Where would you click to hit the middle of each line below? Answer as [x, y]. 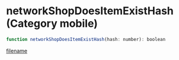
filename [17, 50]
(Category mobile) [52, 23]
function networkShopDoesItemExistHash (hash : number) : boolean [86, 39]
